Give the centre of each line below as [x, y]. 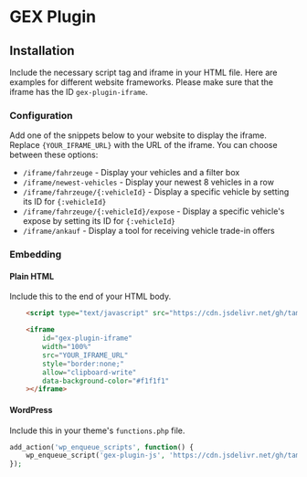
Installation [42, 51]
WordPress [31, 409]
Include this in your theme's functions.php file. [97, 430]
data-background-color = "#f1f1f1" [106, 381]
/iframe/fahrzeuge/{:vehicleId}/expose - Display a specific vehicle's [153, 211]
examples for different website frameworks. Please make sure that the [142, 82]
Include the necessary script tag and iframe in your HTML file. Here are [143, 72]
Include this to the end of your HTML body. [90, 297]
